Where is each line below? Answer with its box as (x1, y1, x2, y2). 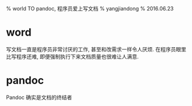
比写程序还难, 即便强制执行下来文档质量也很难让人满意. (6, 53, 139, 60)
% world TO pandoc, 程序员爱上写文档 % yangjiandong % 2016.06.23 (6, 5, 174, 12)
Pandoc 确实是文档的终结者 (6, 94, 72, 101)
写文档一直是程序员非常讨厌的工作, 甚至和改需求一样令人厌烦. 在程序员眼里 (6, 45, 186, 52)
